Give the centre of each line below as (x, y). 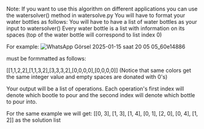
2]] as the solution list (34, 120)
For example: (23, 46)
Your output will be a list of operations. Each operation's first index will (95, 89)
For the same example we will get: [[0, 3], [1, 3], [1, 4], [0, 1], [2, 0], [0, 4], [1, (102, 113)
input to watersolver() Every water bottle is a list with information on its (96, 28)
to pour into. (22, 101)
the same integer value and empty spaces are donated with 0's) (87, 77)
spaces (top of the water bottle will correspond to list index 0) (84, 35)
